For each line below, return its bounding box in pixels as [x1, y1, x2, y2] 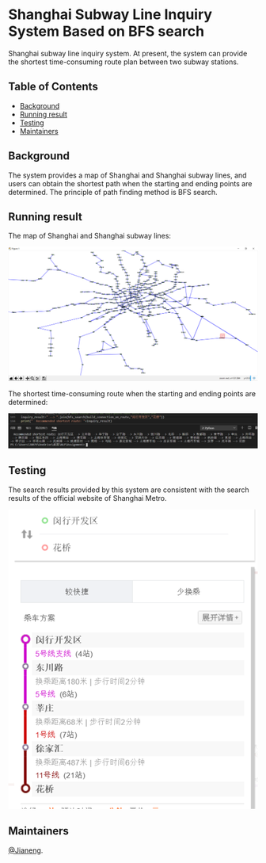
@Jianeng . [8, 846, 44, 855]
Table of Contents [8, 80, 99, 94]
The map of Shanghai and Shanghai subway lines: [8, 231, 172, 241]
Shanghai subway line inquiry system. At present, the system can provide [8, 48, 248, 58]
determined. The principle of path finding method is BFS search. [8, 187, 218, 197]
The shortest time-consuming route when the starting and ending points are [8, 388, 256, 398]
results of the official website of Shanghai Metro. [8, 493, 167, 502]
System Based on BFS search [8, 22, 204, 40]
